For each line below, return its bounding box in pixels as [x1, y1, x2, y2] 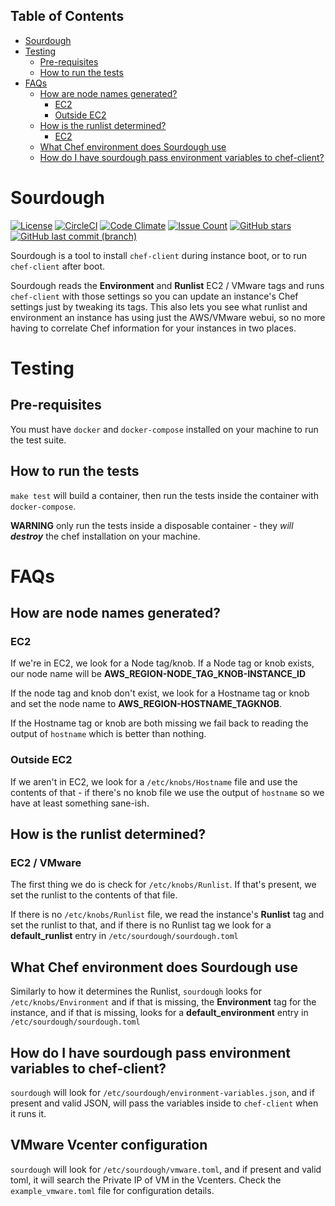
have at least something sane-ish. [10, 797, 150, 809]
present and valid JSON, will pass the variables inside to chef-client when [10, 1097, 319, 1109]
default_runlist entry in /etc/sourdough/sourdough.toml [10, 930, 239, 942]
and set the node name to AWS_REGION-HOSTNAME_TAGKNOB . [10, 698, 283, 710]
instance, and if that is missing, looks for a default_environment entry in [10, 1007, 309, 1019]
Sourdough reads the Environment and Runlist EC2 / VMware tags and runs [10, 279, 325, 291]
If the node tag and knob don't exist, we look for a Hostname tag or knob [10, 687, 310, 699]
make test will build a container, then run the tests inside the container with [10, 489, 319, 501]
